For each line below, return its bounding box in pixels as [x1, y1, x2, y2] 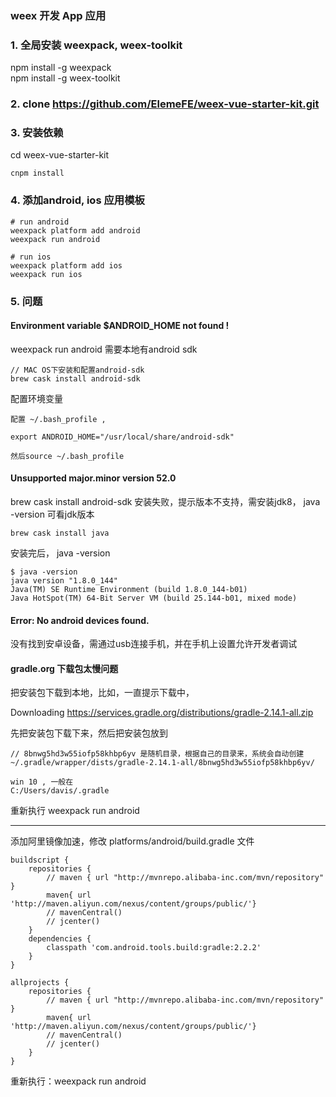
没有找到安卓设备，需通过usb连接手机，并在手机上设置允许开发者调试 [10, 638, 298, 650]
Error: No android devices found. [10, 614, 150, 626]
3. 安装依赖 [10, 126, 64, 140]
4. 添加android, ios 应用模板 [10, 193, 145, 207]
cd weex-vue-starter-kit [10, 149, 110, 161]
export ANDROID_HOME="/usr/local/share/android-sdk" [10, 432, 235, 442]
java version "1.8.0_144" [10, 576, 118, 586]
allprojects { [10, 978, 70, 988]
